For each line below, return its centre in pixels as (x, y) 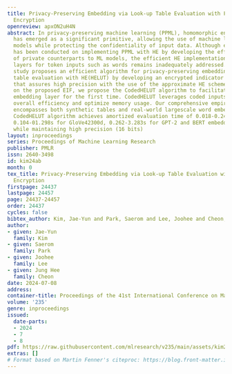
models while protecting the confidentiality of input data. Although (117, 46)
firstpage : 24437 (32, 187)
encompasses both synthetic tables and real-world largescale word (113, 110)
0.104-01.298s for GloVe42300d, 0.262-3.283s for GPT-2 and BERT (109, 122)
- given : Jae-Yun (32, 232)
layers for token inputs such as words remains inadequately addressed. (120, 65)
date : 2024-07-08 (32, 283)
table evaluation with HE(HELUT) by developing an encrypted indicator (119, 78)
